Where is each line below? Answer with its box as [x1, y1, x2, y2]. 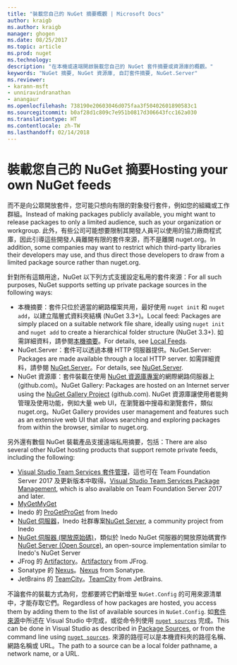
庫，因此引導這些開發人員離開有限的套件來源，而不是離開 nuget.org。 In [7, 235, 216, 244]
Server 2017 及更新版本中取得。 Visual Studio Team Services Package [17, 477, 220, 485]
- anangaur [7, 96, 39, 103]
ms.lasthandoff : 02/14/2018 [7, 129, 90, 136]
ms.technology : [7, 57, 52, 64]
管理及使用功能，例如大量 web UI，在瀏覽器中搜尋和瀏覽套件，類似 [17, 399, 213, 407]
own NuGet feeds [7, 177, 111, 193]
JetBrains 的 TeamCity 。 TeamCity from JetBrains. [17, 574, 164, 584]
